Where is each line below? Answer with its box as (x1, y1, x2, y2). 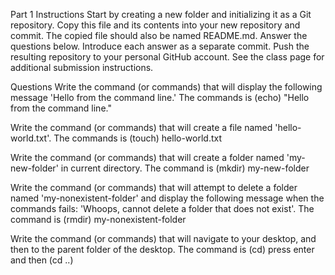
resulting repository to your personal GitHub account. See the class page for (10, 51, 325, 63)
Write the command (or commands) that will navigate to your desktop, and (10, 233, 317, 244)
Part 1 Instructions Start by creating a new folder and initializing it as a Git (10, 9, 312, 20)
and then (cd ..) (10, 254, 74, 266)
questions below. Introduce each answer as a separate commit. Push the (10, 40, 310, 52)
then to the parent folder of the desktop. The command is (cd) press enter (10, 244, 315, 255)
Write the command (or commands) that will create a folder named (10, 152, 285, 163)
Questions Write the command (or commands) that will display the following (10, 81, 323, 93)
